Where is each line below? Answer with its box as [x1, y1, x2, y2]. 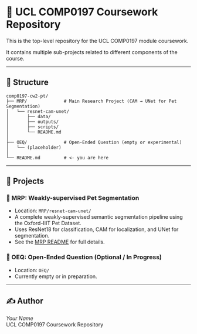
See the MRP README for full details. [14, 238, 105, 246]
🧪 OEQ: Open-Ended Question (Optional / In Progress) [6, 253, 162, 261]
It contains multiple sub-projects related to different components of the [6, 48, 178, 55]
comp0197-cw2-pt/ [6, 93, 49, 99]
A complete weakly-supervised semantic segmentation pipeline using [14, 213, 183, 221]
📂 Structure [6, 78, 49, 88]
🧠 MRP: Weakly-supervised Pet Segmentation [6, 194, 140, 202]
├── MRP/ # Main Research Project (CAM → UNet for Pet [6, 98, 177, 104]
